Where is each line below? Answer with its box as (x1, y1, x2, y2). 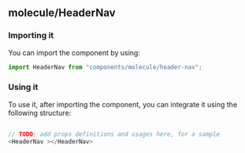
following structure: (8, 108, 72, 118)
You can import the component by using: (8, 47, 140, 58)
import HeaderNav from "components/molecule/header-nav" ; (8, 63, 202, 71)
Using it (8, 82, 39, 93)
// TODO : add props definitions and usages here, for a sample (8, 130, 221, 138)
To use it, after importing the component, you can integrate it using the (8, 99, 238, 109)
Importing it (8, 30, 54, 41)
